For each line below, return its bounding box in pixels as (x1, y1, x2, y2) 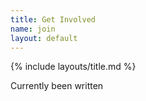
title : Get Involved (10, 14, 97, 25)
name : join (10, 24, 56, 34)
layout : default (10, 33, 78, 43)
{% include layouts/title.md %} (10, 61, 137, 73)
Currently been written (10, 80, 104, 92)
